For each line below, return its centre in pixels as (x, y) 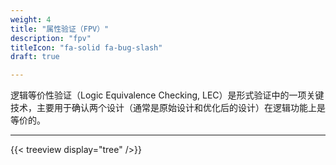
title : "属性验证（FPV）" (60, 29)
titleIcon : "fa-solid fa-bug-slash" (86, 47)
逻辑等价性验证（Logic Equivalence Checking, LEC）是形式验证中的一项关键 (167, 95)
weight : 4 (31, 19)
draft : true (35, 57)
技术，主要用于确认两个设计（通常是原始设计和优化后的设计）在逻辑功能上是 (168, 108)
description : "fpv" (51, 38)
